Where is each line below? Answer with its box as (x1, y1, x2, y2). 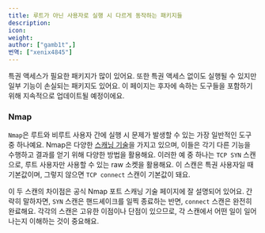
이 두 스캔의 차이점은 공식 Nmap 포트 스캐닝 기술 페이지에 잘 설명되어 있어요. (8, 187, 244, 197)
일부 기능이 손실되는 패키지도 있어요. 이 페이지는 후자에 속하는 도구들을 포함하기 (8, 81, 253, 90)
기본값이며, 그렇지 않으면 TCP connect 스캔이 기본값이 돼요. (8, 170, 191, 179)
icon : (8, 26, 26, 34)
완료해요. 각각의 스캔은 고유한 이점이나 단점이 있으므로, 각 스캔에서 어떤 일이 (8, 207, 243, 216)
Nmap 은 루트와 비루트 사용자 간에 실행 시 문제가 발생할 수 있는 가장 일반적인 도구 (8, 130, 252, 139)
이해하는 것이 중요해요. (28, 216, 100, 226)
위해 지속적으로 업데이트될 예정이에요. (8, 91, 125, 100)
